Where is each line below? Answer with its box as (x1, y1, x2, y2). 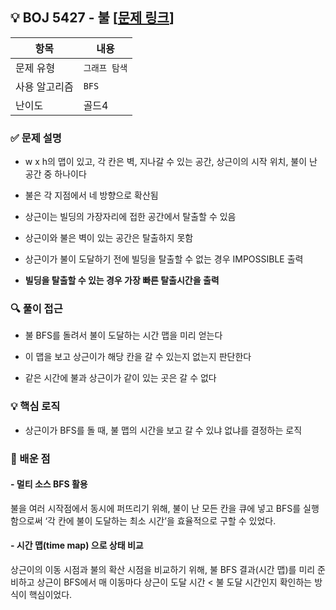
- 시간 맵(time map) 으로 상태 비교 (10, 539, 144, 552)
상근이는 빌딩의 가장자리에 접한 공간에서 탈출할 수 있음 (24, 211, 237, 223)
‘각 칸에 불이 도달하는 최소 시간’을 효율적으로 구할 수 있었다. (44, 514, 277, 527)
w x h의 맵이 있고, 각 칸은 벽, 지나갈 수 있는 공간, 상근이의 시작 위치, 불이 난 (24, 156, 318, 168)
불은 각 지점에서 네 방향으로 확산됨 (24, 189, 159, 202)
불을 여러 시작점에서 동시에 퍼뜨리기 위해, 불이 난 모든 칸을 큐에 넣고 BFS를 (10, 502, 302, 514)
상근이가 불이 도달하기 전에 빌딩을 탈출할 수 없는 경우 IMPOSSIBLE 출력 (24, 253, 304, 265)
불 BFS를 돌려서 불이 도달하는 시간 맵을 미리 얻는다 (24, 329, 223, 342)
